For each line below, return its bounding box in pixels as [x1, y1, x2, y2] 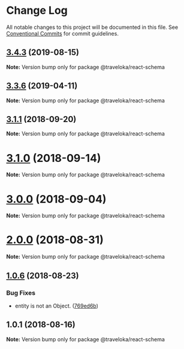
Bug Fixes [6, 288, 36, 297]
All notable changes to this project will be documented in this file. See [6, 23, 179, 31]
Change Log [6, 4, 68, 17]
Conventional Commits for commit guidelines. [6, 29, 119, 37]
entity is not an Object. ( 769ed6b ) [14, 302, 99, 309]
